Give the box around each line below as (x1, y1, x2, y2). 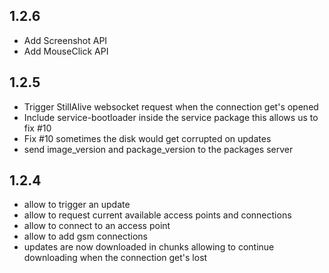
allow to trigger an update (23, 199, 131, 211)
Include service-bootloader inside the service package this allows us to (23, 111, 319, 123)
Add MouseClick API (23, 45, 109, 57)
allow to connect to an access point (23, 220, 171, 232)
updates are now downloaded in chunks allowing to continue (23, 241, 275, 253)
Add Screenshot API (23, 34, 108, 46)
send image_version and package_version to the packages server (23, 143, 294, 155)
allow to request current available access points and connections (23, 209, 292, 221)
